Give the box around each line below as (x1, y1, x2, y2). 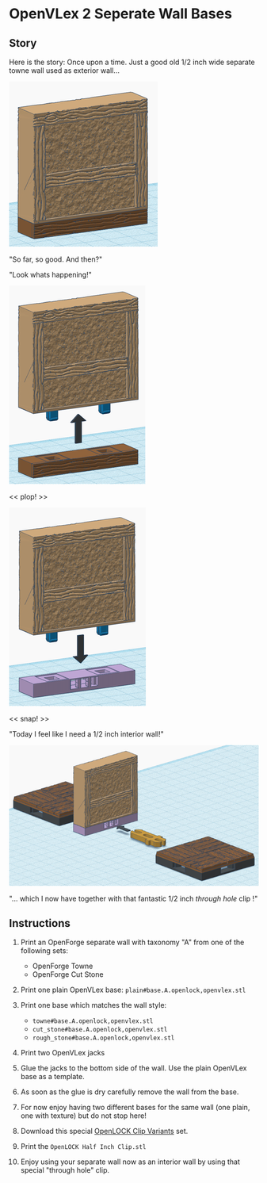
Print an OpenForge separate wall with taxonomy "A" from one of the (20, 937, 245, 948)
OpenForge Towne (32, 961, 93, 971)
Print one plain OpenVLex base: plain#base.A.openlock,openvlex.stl (20, 985, 246, 995)
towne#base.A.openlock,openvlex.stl (32, 1017, 154, 1025)
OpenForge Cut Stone (32, 970, 104, 979)
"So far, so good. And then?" (9, 255, 103, 264)
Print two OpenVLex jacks (20, 1048, 105, 1058)
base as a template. (20, 1072, 86, 1082)
